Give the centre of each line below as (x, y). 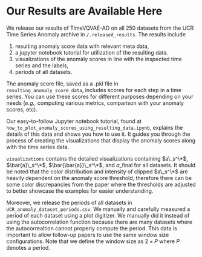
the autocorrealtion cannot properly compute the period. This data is (92, 228)
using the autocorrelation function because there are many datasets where (99, 222)
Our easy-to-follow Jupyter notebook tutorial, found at (74, 121)
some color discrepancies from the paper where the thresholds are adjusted (101, 184)
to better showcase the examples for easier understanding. (80, 191)
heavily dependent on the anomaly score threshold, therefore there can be (99, 178)
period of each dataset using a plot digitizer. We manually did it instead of (98, 215)
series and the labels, (42, 65)
